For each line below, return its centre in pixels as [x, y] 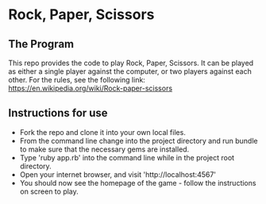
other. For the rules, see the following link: [77, 80]
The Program [41, 44]
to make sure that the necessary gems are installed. [104, 149]
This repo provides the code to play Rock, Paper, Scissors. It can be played [131, 63]
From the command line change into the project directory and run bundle [139, 140]
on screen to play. [49, 191]
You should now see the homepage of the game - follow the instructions [138, 183]
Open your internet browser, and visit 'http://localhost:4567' [118, 174]
